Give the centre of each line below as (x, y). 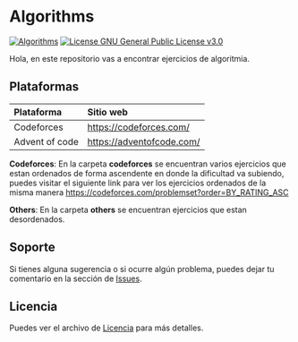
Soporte (32, 248)
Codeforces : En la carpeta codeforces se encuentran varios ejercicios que (148, 164)
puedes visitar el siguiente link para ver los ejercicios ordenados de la (138, 183)
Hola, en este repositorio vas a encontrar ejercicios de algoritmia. (130, 58)
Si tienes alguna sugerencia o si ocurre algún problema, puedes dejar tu (142, 269)
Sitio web (107, 112)
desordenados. (37, 219)
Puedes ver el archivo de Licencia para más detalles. (106, 328)
